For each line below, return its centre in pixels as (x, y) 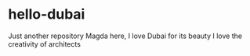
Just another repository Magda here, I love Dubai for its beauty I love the (125, 36)
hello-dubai (47, 14)
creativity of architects (44, 44)
